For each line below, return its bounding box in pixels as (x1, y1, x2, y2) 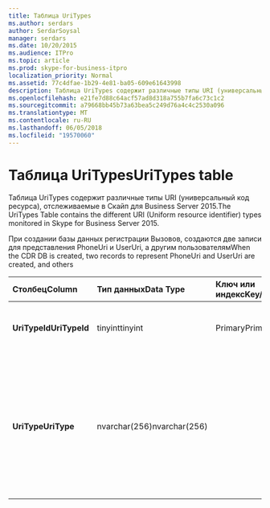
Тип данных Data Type (96, 283, 186, 294)
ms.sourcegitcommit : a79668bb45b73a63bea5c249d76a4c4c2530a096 (8, 101, 225, 109)
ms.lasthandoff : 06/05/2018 (8, 124, 103, 132)
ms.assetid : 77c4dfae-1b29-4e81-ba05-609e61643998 (8, 79, 182, 87)
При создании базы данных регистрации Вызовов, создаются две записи (8, 234, 262, 244)
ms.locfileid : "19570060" (8, 131, 95, 139)
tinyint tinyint (96, 322, 144, 334)
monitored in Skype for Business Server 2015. (8, 218, 160, 227)
